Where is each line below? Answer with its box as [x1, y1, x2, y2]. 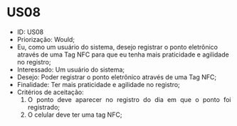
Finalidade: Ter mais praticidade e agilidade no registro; [16, 80, 181, 88]
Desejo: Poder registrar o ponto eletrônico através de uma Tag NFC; [16, 72, 217, 81]
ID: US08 [16, 28, 44, 36]
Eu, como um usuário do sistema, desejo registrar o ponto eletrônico [16, 42, 218, 51]
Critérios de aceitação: [16, 88, 84, 96]
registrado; [27, 103, 60, 111]
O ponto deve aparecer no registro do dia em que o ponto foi [27, 95, 231, 103]
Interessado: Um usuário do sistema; [16, 65, 125, 74]
